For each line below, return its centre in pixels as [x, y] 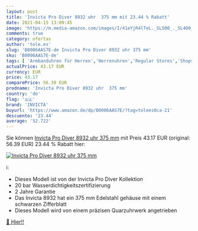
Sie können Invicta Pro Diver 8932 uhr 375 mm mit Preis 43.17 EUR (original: [98, 138]
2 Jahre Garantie [35, 192]
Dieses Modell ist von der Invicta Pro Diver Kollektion [79, 179]
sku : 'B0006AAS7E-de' [33, 55]
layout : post [22, 11]
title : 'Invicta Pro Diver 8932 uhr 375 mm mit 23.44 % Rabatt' [88, 17]
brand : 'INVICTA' [27, 105]
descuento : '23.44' [30, 115]
